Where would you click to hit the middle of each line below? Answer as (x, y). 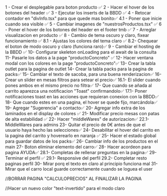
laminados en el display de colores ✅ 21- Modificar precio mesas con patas (83, 113)
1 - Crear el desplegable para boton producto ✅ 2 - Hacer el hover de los (80, 7)
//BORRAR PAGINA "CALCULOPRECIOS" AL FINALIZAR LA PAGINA (73, 179)
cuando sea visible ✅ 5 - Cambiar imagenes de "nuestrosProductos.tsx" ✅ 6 (83, 24)
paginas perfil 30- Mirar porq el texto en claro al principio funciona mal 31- (82, 164)
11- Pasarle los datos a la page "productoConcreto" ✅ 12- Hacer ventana (79, 58)
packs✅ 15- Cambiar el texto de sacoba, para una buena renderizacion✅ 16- (83, 74)
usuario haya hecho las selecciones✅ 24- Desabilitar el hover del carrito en (83, 130)
